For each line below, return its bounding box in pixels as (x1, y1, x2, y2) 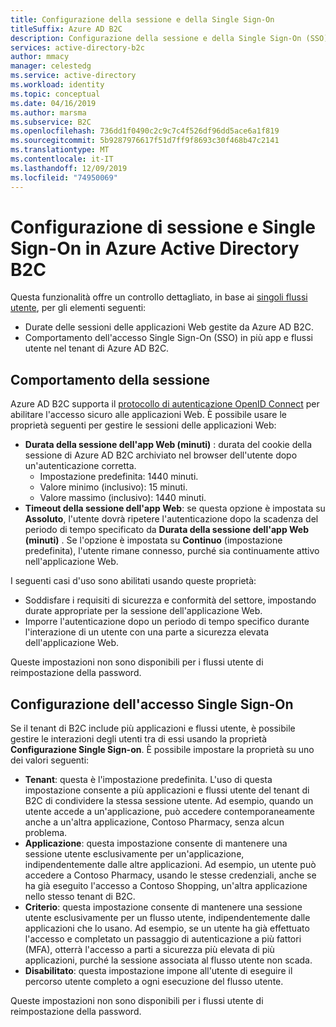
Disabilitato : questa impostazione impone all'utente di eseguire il (24, 965, 293, 977)
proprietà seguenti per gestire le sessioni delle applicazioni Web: (10, 419, 277, 431)
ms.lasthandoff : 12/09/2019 (10, 163, 128, 173)
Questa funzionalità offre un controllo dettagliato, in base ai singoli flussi (10, 291, 308, 303)
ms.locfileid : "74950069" (10, 172, 118, 183)
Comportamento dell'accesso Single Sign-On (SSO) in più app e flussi (24, 332, 313, 344)
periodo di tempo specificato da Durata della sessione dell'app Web (24, 524, 310, 536)
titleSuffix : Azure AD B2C (10, 24, 123, 34)
